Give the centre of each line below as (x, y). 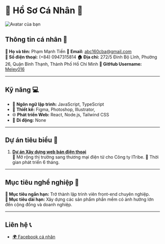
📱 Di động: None (29, 120)
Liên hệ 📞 (18, 225)
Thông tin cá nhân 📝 (36, 40)
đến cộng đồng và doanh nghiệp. (39, 205)
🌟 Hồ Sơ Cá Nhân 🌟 (44, 11)
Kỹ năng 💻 (22, 90)
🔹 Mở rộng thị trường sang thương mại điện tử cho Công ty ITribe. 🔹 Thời (85, 157)
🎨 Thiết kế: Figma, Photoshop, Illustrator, (54, 109)
